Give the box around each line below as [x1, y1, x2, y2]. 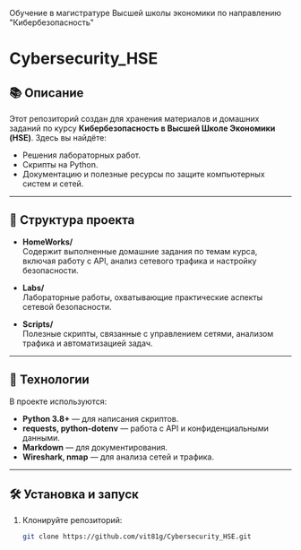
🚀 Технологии [9, 372, 90, 388]
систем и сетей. [21, 178, 84, 189]
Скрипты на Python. [21, 159, 99, 169]
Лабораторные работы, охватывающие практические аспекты [21, 291, 263, 303]
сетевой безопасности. [21, 301, 112, 312]
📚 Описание [9, 85, 84, 100]
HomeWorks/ [21, 236, 73, 247]
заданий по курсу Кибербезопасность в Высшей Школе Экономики [9, 123, 276, 133]
